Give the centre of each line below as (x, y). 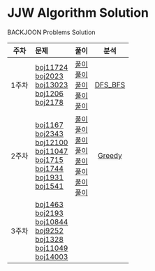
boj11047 (51, 151)
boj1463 (49, 204)
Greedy (110, 155)
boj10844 (51, 221)
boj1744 (49, 168)
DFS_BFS (110, 85)
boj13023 (51, 85)
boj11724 (51, 67)
